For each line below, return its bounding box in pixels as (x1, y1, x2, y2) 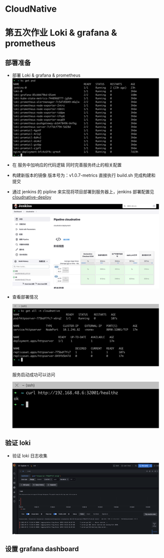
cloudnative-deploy (12, 194, 52, 200)
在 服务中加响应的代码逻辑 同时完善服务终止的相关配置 (12, 162, 122, 168)
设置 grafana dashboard (5, 545, 79, 553)
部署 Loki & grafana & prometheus (12, 72, 81, 79)
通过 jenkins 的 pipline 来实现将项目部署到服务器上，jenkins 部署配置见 (12, 189, 155, 195)
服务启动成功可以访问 (12, 372, 55, 378)
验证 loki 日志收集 (12, 453, 48, 458)
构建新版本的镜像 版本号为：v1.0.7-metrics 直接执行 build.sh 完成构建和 (12, 172, 156, 179)
